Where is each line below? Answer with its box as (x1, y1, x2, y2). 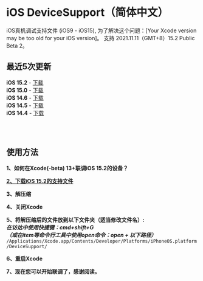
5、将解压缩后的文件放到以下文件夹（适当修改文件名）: (6, 216, 145, 223)
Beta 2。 (6, 42, 29, 49)
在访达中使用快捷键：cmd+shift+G (6, 223, 94, 231)
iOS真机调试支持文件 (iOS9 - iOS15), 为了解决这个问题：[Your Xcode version (6, 27, 197, 34)
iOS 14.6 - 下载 (6, 94, 44, 101)
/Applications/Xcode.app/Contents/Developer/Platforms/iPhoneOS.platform (6, 238, 198, 244)
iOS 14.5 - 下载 (6, 102, 44, 109)
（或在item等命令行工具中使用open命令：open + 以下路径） (6, 231, 157, 238)
